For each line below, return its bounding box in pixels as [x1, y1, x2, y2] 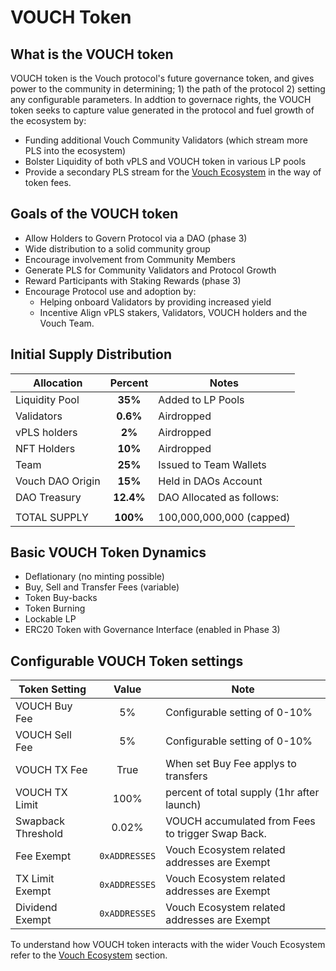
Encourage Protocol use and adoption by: [24, 285, 197, 297]
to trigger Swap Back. [165, 827, 267, 841]
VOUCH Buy [15, 699, 73, 713]
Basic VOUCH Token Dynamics [10, 544, 207, 561]
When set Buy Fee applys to [165, 757, 297, 771]
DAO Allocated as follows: [158, 490, 280, 504]
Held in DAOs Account [158, 474, 263, 488]
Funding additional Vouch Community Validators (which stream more [24, 134, 308, 146]
